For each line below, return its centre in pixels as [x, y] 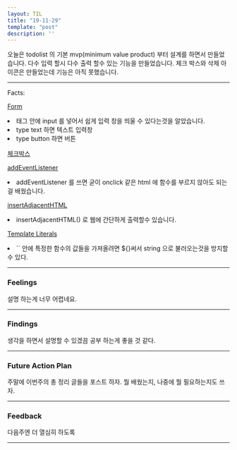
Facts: [16, 93]
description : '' [31, 34]
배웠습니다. [30, 191]
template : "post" [33, 27]
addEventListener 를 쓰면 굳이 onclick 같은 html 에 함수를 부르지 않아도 [116, 182]
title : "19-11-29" [34, 20]
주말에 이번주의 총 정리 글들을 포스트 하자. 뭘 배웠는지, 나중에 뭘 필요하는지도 [113, 382]
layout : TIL [25, 14]
